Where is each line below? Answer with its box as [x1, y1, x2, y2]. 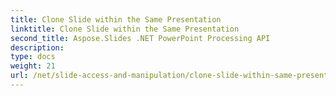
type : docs [10, 52, 56, 62]
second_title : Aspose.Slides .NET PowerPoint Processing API [10, 33, 271, 43]
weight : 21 [10, 61, 56, 71]
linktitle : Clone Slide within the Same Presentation [10, 24, 240, 34]
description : [10, 42, 65, 53]
